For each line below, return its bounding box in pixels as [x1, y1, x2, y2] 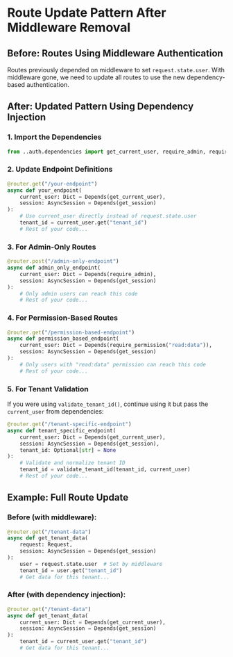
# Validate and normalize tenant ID [19, 460, 126, 467]
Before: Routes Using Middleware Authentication [7, 47, 223, 59]
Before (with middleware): [7, 512, 97, 522]
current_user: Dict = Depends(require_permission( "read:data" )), [19, 342, 213, 349]
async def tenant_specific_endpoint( [7, 427, 116, 434]
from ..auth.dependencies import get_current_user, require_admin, [7, 148, 207, 155]
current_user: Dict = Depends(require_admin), [19, 270, 157, 277]
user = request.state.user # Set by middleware [19, 560, 163, 567]
